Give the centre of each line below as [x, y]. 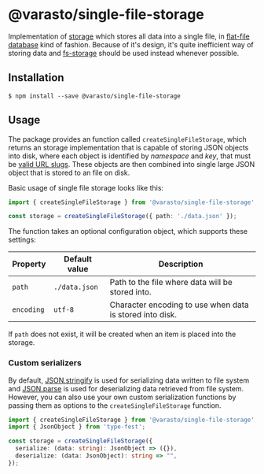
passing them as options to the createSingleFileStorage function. [115, 405]
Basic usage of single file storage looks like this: [86, 187]
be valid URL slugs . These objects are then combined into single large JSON [132, 164]
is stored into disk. [143, 315]
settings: [22, 240]
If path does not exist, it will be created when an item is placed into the [122, 334]
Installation [36, 78]
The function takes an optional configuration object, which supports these [128, 231]
